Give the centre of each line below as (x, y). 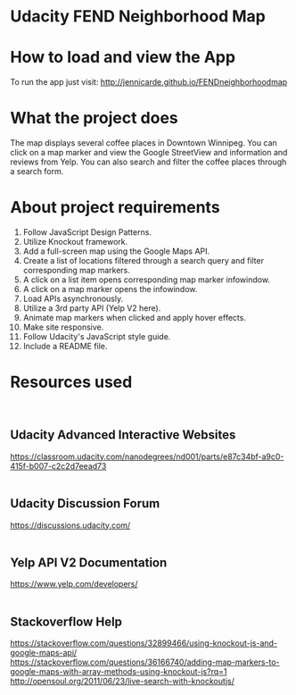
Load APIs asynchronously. (73, 298)
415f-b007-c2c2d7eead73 (58, 465)
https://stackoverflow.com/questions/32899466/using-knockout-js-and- (144, 643)
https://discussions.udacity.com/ (70, 525)
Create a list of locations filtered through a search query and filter (143, 260)
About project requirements (115, 208)
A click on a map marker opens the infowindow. (110, 289)
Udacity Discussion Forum (85, 503)
